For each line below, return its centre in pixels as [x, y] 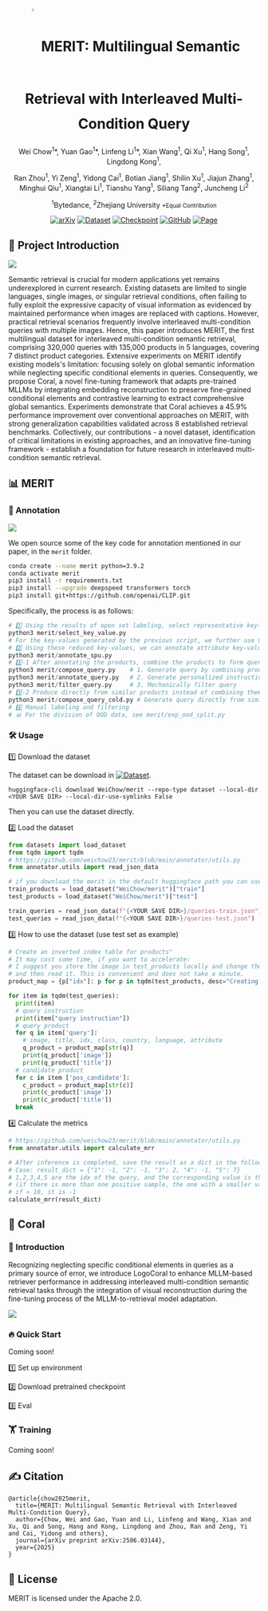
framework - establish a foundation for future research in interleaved [121, 449]
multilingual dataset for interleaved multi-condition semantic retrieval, [122, 339]
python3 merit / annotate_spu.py [60, 655]
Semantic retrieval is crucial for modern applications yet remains [114, 280]
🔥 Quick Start [35, 1334]
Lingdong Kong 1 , [134, 161]
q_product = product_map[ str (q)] [78, 1048]
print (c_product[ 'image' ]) [67, 1093]
